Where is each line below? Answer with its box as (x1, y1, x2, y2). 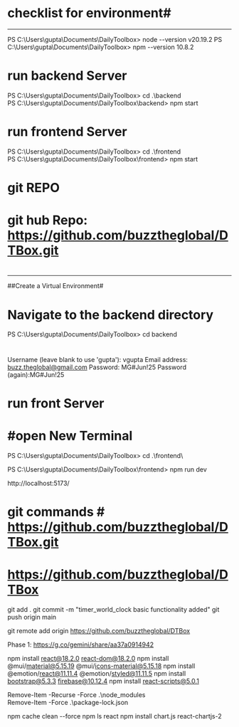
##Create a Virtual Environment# (7, 282, 104, 290)
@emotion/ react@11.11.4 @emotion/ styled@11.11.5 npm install (7, 669, 186, 677)
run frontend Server (7, 124, 127, 140)
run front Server (7, 395, 105, 411)
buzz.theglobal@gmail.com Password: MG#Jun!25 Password (7, 363, 187, 371)
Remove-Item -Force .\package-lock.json (7, 698, 129, 706)
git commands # (7, 504, 105, 520)
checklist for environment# (7, 5, 172, 21)
